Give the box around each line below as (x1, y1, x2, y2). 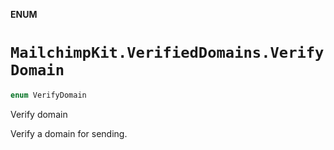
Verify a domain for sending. (10, 127, 128, 139)
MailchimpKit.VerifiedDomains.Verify (10, 44, 325, 63)
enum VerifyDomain (10, 90, 87, 100)
